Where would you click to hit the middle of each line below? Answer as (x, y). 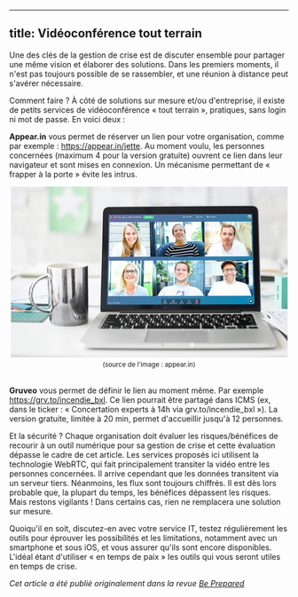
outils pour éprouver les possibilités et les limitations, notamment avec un (143, 538)
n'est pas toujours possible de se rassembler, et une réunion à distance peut (149, 74)
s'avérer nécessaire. (47, 83)
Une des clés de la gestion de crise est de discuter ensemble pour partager (147, 55)
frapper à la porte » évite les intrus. (73, 174)
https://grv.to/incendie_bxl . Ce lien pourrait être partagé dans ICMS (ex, (140, 399)
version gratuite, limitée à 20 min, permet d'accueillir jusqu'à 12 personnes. (146, 419)
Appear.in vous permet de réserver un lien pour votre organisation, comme (147, 136)
